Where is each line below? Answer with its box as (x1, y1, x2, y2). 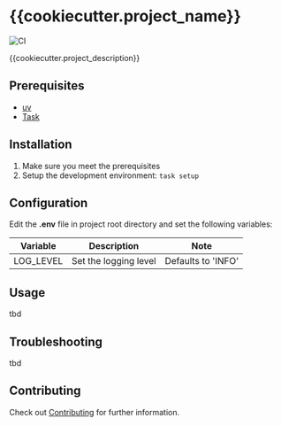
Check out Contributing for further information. (9, 407, 180, 417)
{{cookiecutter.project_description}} (9, 52, 140, 63)
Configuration (9, 195, 88, 210)
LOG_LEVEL (13, 255, 64, 267)
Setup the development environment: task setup (21, 170, 200, 181)
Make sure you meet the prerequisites (21, 160, 161, 171)
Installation (9, 137, 72, 152)
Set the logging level (71, 255, 156, 267)
